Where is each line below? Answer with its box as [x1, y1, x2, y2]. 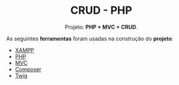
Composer [14, 65, 42, 72]
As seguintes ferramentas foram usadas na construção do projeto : [6, 35, 174, 42]
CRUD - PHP [70, 4, 133, 17]
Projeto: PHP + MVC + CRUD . [64, 23, 138, 31]
